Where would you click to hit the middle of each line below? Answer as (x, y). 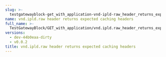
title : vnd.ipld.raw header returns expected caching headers (70, 47)
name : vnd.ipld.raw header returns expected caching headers (69, 19)
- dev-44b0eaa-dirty (31, 38)
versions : (15, 33)
